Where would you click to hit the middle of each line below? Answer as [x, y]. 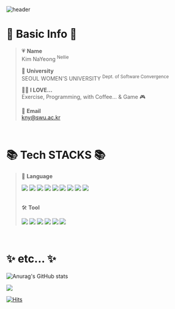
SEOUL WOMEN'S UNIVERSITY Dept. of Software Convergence [95, 78]
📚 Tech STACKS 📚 [56, 155]
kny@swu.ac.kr [41, 118]
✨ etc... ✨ [31, 259]
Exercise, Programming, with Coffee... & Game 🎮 [83, 97]
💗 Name [32, 51]
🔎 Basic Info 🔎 [42, 34]
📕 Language [37, 176]
